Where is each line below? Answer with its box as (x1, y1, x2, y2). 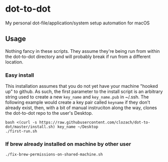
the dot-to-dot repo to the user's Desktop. (5, 110, 93, 116)
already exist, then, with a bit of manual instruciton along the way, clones (5, 105, 157, 111)
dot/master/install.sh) (5, 124, 56, 129)
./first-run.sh (5, 129, 37, 134)
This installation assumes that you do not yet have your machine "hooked (5, 83, 158, 89)
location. (5, 59, 24, 65)
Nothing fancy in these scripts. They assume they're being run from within (5, 48, 160, 54)
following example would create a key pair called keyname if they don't (5, 100, 150, 106)
